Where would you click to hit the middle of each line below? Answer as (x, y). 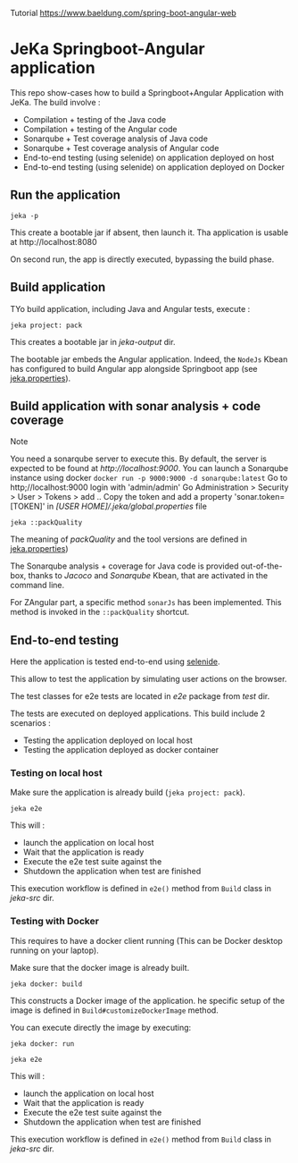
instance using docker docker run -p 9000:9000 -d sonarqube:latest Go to (149, 478)
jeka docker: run (42, 1044)
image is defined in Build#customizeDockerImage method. (115, 1010)
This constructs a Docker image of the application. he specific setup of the (147, 1000)
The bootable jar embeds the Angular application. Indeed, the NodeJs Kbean (149, 359)
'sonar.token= (260, 497)
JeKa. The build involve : (55, 102)
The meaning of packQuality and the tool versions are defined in (129, 539)
